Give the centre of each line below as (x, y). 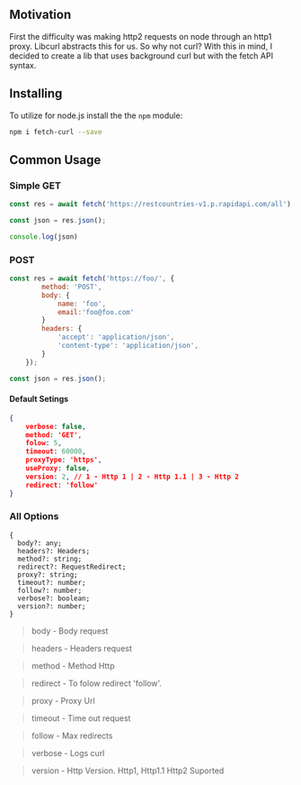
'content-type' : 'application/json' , (128, 346)
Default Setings (39, 399)
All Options (34, 516)
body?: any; (40, 543)
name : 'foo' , (81, 304)
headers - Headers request (82, 648)
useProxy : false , (58, 469)
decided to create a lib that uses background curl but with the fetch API (142, 55)
